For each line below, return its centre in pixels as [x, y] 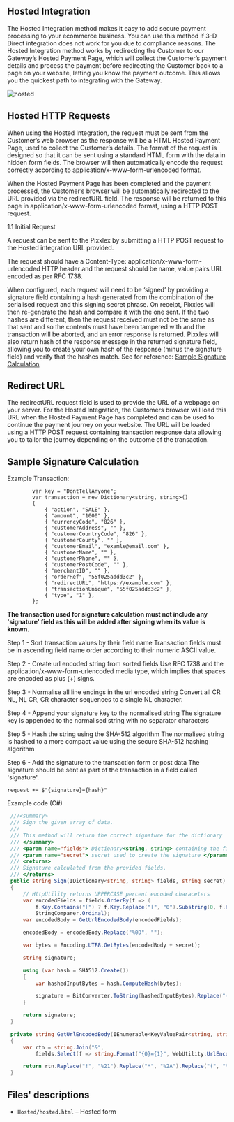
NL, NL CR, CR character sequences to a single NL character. [95, 700]
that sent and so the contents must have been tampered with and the [106, 326]
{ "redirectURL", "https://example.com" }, [108, 583]
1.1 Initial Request [31, 226]
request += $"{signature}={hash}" [57, 790]
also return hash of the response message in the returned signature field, [112, 341]
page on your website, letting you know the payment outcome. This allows [114, 73]
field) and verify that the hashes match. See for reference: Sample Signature [117, 357]
